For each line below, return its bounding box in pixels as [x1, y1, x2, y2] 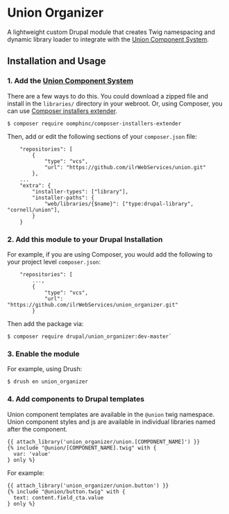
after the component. [7, 425, 68, 433]
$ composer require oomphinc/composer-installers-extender [7, 120, 182, 127]
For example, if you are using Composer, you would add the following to [7, 250, 213, 258]
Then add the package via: [7, 319, 84, 327]
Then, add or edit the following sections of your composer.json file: [7, 132, 198, 140]
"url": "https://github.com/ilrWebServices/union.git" [44, 164, 207, 171]
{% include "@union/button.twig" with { [7, 488, 126, 495]
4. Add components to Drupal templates [7, 394, 144, 404]
